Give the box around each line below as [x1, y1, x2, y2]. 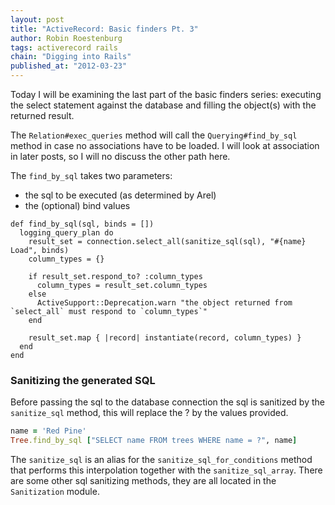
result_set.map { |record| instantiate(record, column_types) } [28, 333, 302, 343]
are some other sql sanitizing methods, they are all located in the [10, 475, 277, 487]
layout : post [10, 14, 65, 25]
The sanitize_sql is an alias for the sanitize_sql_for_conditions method [10, 454, 313, 466]
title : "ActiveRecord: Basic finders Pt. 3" [10, 24, 199, 34]
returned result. [10, 110, 75, 121]
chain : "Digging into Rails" [10, 52, 132, 62]
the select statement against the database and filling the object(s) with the [10, 99, 317, 111]
